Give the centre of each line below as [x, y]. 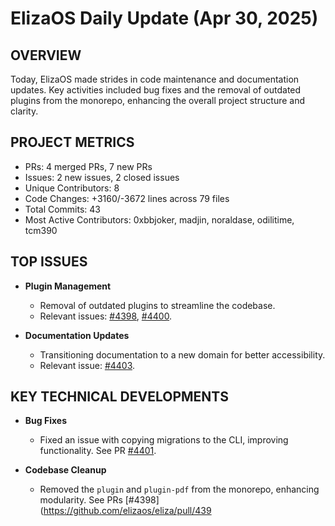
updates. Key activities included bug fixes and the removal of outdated [156, 90]
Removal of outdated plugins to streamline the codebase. [157, 305]
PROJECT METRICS [72, 142]
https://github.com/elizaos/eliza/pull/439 [127, 511]
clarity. [24, 111]
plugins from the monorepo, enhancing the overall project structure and [158, 100]
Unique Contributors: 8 [72, 188]
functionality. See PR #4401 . [98, 451]
